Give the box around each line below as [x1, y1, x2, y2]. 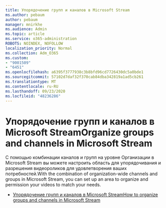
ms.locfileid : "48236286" [5, 93, 61, 99]
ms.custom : [5, 55, 29, 61]
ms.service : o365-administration [5, 36, 77, 42]
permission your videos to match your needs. [5, 182, 101, 188]
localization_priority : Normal [5, 46, 72, 51]
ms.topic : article [5, 31, 45, 36]
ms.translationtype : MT [5, 79, 57, 84]
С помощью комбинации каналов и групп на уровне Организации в [5, 155, 154, 161]
